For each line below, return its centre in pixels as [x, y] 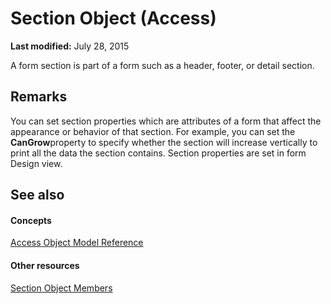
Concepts [31, 220]
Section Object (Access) [113, 18]
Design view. [36, 163]
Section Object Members [61, 288]
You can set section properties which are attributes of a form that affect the [166, 121]
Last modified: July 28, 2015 [70, 46]
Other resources [45, 265]
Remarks [39, 97]
